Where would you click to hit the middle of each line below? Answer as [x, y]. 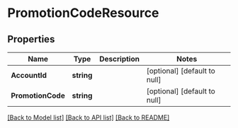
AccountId [29, 75]
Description [119, 59]
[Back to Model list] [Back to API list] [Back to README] [89, 117]
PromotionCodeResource [83, 13]
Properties [31, 39]
